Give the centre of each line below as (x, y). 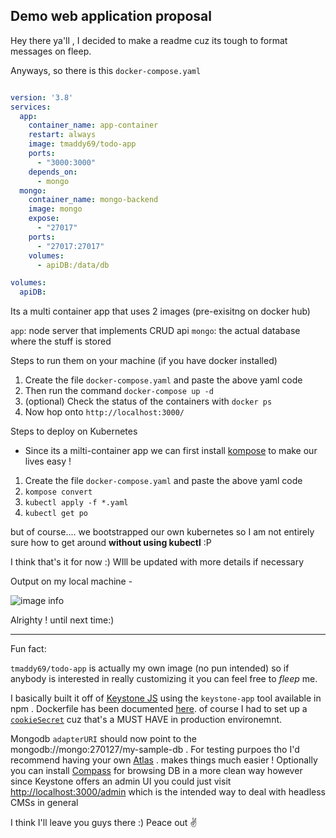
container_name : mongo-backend (93, 200)
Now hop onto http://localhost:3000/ (104, 412)
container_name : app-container (93, 125)
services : (31, 107)
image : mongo (55, 209)
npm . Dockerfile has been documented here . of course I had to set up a (159, 709)
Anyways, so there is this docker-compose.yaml (106, 70)
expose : (44, 219)
